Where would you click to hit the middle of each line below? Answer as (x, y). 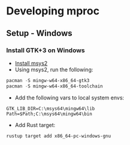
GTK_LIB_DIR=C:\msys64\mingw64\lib (51, 108)
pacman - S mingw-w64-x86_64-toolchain (55, 86)
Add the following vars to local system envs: (69, 98)
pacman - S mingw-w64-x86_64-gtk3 (48, 80)
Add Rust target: (35, 125)
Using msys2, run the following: (54, 70)
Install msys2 (31, 63)
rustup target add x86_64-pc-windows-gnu (59, 136)
